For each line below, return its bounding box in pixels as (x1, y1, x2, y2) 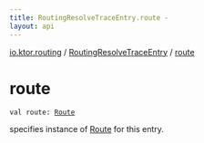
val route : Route (9, 108, 76, 118)
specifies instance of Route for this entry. (9, 124, 164, 135)
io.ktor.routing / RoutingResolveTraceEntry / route (9, 46, 195, 57)
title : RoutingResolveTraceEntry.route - (9, 13, 169, 23)
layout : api (9, 22, 55, 31)
